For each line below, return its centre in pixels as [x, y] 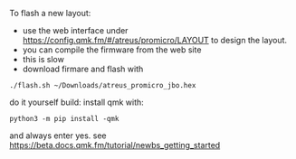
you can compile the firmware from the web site [112, 50]
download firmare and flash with [83, 69]
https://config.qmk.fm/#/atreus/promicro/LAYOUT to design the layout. [155, 40]
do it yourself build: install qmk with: [77, 102]
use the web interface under [75, 30]
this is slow [43, 59]
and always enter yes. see [58, 136]
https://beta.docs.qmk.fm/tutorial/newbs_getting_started [115, 145]
